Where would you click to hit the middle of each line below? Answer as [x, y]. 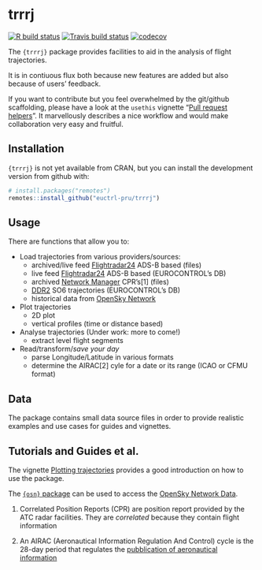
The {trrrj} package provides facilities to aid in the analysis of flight [120, 51]
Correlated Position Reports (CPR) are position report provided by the [132, 509]
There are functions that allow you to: [69, 241]
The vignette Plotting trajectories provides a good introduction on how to [126, 470]
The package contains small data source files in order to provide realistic [126, 418]
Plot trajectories [45, 307]
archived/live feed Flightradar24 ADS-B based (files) [116, 265]
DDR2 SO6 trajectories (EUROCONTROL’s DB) [106, 290]
